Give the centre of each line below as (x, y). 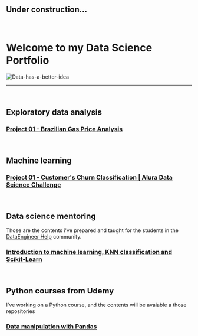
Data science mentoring (51, 216)
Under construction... (47, 10)
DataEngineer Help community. (44, 236)
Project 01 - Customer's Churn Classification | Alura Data (89, 177)
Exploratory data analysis (54, 112)
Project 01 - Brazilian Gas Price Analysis (64, 129)
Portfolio (28, 60)
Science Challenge (34, 184)
